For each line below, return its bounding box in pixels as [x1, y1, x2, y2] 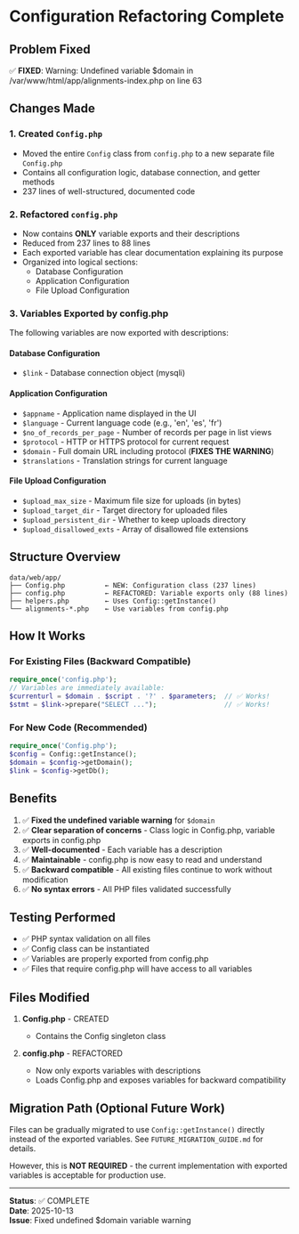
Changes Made [9, 101, 95, 117]
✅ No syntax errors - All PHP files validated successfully [21, 883, 231, 894]
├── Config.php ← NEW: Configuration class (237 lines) [9, 580, 256, 589]
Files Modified [9, 990, 91, 1005]
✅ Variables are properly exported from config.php [21, 954, 209, 964]
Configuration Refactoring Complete [9, 6, 285, 27]
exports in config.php [21, 834, 101, 845]
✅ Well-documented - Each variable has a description [21, 844, 222, 855]
